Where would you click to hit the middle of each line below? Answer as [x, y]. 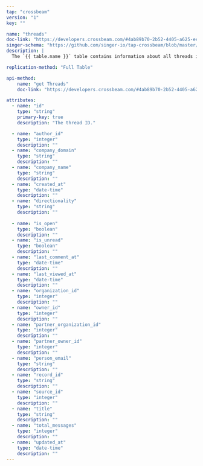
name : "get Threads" [43, 84]
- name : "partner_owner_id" [47, 342]
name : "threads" [27, 34]
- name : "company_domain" [44, 151]
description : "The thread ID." [56, 123]
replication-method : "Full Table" [50, 67]
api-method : [21, 78]
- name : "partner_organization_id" [56, 324]
